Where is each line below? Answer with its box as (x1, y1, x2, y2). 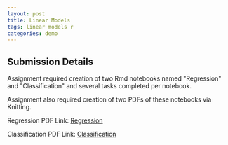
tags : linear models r (7, 23, 74, 30)
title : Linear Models (7, 17, 71, 24)
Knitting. (7, 103, 32, 111)
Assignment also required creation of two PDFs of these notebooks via (7, 95, 212, 104)
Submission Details (7, 55, 93, 67)
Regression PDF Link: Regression (7, 116, 103, 125)
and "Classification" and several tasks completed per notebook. (7, 82, 192, 90)
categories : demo (7, 29, 58, 37)
